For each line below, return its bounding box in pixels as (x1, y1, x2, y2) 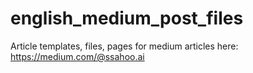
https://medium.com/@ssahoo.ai (10, 50, 145, 62)
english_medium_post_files (10, 7, 244, 30)
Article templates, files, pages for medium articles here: (10, 40, 239, 52)
